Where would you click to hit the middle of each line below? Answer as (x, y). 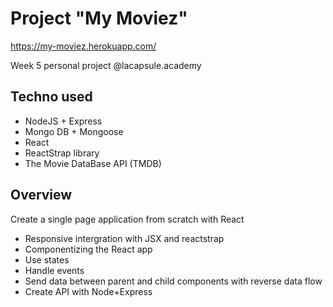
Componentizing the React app (88, 249)
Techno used (51, 97)
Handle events (54, 270)
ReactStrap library (62, 153)
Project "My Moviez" (99, 18)
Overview (41, 195)
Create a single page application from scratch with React (127, 219)
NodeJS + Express (63, 121)
